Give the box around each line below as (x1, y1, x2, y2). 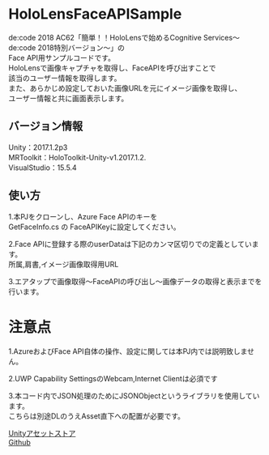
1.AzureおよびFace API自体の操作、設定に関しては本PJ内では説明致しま (8, 346, 248, 356)
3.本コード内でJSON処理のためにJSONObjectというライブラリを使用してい (8, 390, 260, 401)
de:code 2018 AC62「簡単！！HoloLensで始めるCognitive (8, 32, 203, 42)
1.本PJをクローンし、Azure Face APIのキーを (8, 211, 158, 221)
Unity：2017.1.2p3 (8, 142, 68, 152)
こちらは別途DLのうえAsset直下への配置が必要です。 (8, 410, 185, 421)
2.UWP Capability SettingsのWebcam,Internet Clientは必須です (8, 373, 218, 383)
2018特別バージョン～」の (37, 42, 126, 53)
